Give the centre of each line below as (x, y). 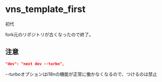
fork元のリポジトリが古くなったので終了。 (49, 34)
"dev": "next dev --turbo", (35, 64)
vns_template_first (46, 9)
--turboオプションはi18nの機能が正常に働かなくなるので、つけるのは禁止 (81, 74)
